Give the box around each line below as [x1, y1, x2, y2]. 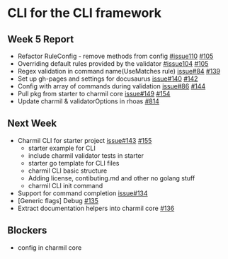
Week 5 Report [7, 33, 74, 45]
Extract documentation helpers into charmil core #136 [17, 204, 175, 212]
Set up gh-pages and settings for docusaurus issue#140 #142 [17, 74, 198, 83]
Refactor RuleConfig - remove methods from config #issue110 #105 [17, 52, 214, 60]
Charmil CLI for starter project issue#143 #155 [17, 136, 152, 144]
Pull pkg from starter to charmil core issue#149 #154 [17, 90, 171, 98]
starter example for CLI [28, 144, 96, 152]
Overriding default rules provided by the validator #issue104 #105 [17, 59, 209, 68]
